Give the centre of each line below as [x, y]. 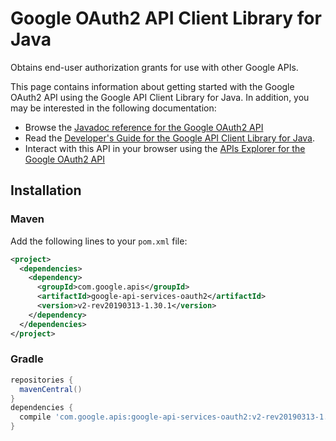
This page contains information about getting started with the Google [152, 86]
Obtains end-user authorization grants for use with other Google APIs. [154, 67]
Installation [46, 190]
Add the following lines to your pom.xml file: [99, 241]
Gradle [27, 359]
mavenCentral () [51, 389]
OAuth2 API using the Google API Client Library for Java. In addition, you [160, 97]
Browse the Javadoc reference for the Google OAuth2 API [144, 127]
